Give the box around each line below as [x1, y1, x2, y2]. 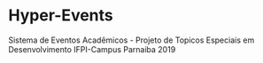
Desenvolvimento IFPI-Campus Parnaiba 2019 [8, 43, 176, 54]
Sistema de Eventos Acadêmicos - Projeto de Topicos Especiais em [8, 35, 255, 45]
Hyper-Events [8, 5, 113, 26]
